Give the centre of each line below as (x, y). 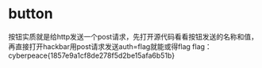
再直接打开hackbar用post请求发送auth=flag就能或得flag (99, 46)
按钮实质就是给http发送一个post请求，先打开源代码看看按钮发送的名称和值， (133, 36)
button (31, 14)
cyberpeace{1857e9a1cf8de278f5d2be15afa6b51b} (92, 55)
